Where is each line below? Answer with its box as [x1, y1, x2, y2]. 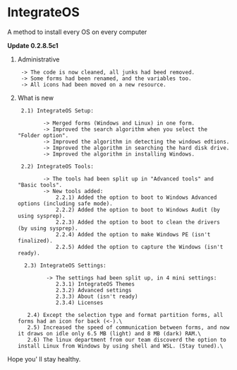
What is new [17, 93, 54, 102]
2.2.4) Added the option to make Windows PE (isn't [55, 231, 211, 238]
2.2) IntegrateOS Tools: [20, 163, 94, 170]
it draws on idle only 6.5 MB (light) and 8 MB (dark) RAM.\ [17, 330, 202, 337]
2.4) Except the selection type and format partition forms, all [27, 311, 224, 318]
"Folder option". [17, 132, 69, 139]
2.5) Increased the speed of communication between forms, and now [27, 323, 230, 331]
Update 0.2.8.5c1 [7, 41, 59, 50]
